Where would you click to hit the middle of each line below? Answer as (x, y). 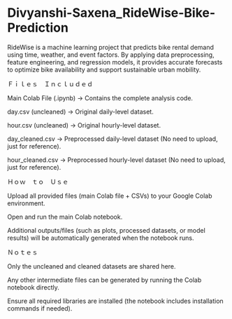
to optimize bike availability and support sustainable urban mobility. (104, 69)
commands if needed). (40, 308)
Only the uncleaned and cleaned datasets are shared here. (92, 266)
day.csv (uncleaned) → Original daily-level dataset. (80, 111)
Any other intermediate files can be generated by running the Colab (104, 280)
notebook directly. (33, 287)
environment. (26, 203)
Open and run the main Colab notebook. (65, 217)
